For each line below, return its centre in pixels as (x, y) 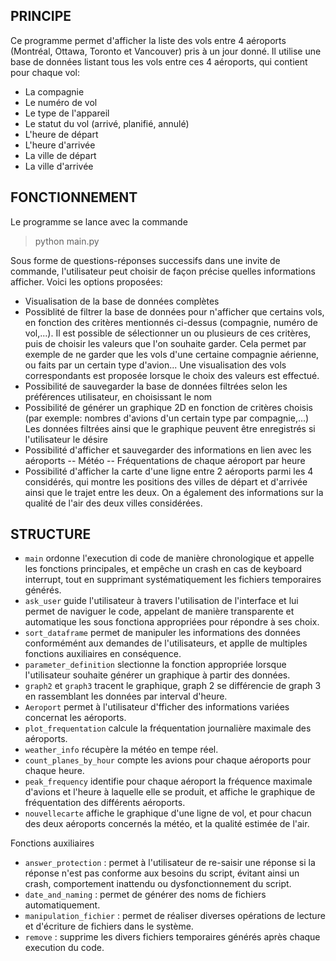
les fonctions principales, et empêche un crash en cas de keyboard (163, 569)
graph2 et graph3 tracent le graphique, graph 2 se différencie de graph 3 (173, 686)
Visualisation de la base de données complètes (122, 301)
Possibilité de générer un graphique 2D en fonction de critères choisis (168, 407)
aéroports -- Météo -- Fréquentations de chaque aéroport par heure (165, 460)
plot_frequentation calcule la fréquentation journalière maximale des (168, 728)
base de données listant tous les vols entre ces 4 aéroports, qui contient (159, 61)
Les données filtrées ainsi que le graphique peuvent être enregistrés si (170, 428)
